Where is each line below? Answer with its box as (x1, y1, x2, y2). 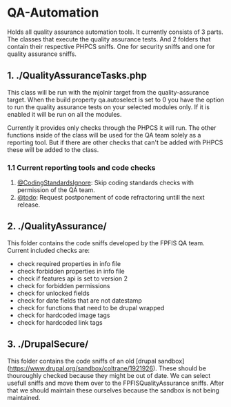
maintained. (7, 393, 41, 401)
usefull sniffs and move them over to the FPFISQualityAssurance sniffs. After (7, 379, 224, 387)
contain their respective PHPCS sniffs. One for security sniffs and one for (7, 42, 215, 50)
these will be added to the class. (7, 145, 99, 153)
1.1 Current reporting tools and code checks (7, 162, 156, 172)
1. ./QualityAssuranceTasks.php (7, 70, 147, 82)
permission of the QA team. (17, 186, 95, 194)
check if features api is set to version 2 (17, 274, 128, 283)
